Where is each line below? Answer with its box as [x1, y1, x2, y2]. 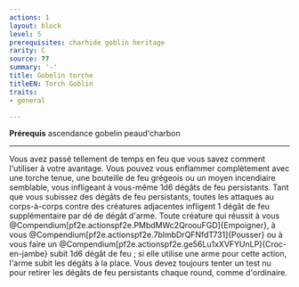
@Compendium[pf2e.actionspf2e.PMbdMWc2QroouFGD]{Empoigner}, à [9, 220, 276, 231]
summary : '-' [9, 63, 58, 72]
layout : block [9, 21, 62, 30]
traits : [9, 87, 38, 96]
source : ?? [9, 54, 50, 63]
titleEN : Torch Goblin [9, 79, 93, 88]
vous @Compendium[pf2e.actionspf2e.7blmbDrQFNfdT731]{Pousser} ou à [9, 229, 283, 241]
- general [9, 95, 46, 105]
